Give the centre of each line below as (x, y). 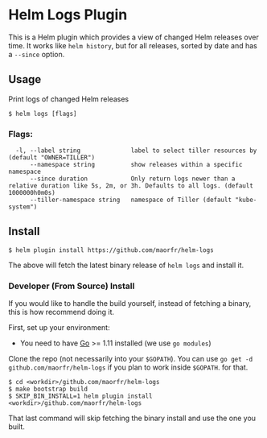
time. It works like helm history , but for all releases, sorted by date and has (133, 45)
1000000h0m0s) (32, 193)
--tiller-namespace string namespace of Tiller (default (130, 200)
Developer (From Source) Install (72, 286)
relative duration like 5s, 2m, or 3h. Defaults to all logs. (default (131, 186)
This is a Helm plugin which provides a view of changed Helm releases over (134, 37)
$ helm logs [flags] (43, 114)
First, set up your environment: (59, 328)
